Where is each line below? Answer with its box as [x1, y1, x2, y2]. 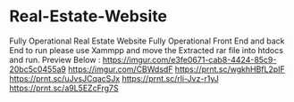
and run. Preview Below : [9, 54, 101, 65]
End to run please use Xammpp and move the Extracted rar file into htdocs [9, 44, 284, 55]
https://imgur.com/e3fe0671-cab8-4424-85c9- [102, 54, 277, 65]
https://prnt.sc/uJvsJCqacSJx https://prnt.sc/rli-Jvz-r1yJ [9, 73, 219, 83]
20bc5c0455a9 [9, 64, 67, 75]
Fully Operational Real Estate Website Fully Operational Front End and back [9, 35, 285, 46]
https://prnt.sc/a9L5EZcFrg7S [9, 82, 119, 93]
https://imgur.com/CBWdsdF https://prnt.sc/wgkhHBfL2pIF [68, 64, 286, 75]
